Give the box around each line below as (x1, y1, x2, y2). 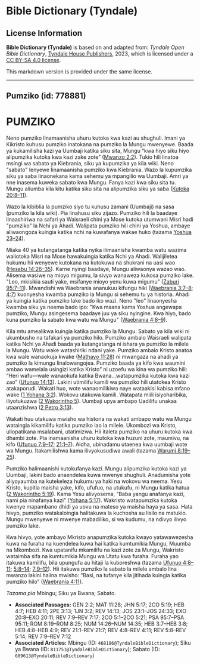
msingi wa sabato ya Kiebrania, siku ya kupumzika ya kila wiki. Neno (6, 160, 174, 167)
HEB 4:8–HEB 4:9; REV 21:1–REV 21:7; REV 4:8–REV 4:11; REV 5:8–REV (14, 627, 186, 634)
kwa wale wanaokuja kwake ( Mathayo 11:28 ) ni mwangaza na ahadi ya (6, 353, 179, 361)
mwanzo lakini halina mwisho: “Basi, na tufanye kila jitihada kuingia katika (6, 572, 186, 579)
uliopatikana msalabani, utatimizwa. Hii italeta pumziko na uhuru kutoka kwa (6, 428, 193, 435)
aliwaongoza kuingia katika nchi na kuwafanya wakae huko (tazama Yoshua (6, 229, 192, 236)
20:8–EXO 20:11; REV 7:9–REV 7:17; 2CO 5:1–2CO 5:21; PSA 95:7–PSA (14, 614, 185, 621)
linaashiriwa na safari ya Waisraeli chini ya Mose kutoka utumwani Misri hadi (6, 216, 193, 223)
